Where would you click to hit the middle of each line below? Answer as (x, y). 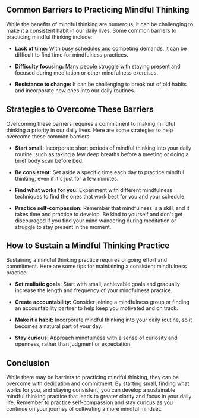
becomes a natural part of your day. (59, 326)
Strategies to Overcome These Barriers (80, 109)
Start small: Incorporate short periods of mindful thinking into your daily (103, 148)
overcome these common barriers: (48, 136)
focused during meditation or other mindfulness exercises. (86, 72)
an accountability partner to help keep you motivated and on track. (96, 308)
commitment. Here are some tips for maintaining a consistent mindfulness (97, 266)
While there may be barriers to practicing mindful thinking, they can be (93, 377)
